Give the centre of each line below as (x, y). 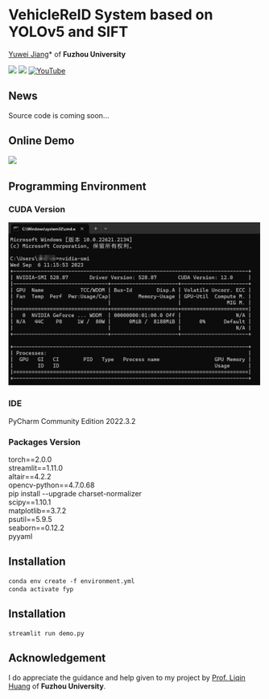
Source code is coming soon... (59, 115)
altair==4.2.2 (30, 477)
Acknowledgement (57, 658)
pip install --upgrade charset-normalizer (75, 494)
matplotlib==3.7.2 (37, 511)
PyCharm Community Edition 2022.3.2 (72, 421)
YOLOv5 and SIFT (68, 32)
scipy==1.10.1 (30, 502)
